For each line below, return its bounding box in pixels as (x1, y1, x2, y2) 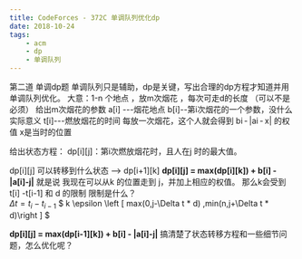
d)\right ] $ (9, 209, 50, 220)
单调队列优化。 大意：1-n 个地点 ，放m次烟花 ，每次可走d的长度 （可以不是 (9, 92, 290, 103)
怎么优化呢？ (24, 239, 73, 250)
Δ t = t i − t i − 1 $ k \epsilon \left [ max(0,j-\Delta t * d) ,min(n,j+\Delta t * (9, 198, 269, 211)
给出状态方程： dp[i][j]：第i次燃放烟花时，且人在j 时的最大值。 (9, 146, 242, 157)
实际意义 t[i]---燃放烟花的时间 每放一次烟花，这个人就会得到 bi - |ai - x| (9, 115, 272, 126)
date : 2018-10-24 (9, 22, 75, 31)
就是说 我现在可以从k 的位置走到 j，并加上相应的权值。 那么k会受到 (35, 177, 287, 187)
